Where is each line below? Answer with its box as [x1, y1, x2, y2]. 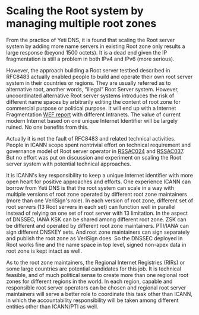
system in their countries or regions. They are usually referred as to [6, 79, 171, 87]
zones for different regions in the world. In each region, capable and [6, 278, 173, 285]
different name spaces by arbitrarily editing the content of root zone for [6, 98, 181, 105]
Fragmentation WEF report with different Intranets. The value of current [6, 111, 181, 118]
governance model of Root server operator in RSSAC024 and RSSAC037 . [6, 147, 185, 155]
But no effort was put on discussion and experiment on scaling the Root [6, 154, 182, 161]
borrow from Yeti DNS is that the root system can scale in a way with [6, 184, 174, 191]
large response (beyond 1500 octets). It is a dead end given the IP [6, 49, 168, 56]
